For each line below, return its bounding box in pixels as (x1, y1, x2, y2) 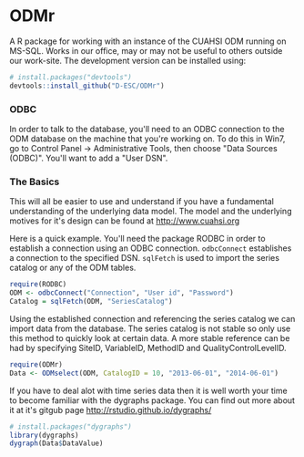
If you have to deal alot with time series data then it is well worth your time (9, 385, 289, 396)
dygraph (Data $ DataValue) (9, 439, 104, 448)
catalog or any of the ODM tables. (9, 262, 137, 274)
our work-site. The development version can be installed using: (9, 55, 247, 66)
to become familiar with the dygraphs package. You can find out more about (9, 394, 296, 406)
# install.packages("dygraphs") (9, 421, 132, 431)
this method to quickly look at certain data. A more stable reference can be (9, 332, 290, 343)
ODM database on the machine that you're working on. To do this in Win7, (9, 133, 286, 144)
